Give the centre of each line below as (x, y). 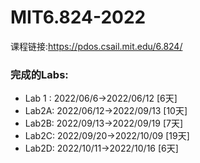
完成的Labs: (39, 74)
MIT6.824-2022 (78, 17)
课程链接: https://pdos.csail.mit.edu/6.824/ (96, 46)
